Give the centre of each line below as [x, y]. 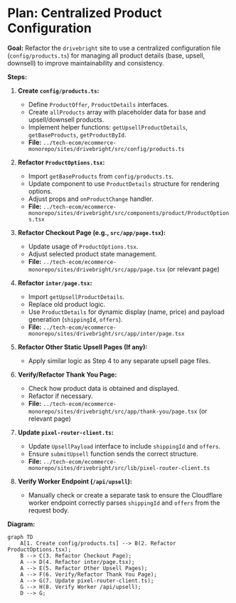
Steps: [17, 77]
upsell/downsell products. [66, 120]
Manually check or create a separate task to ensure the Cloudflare [125, 495]
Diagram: [21, 524]
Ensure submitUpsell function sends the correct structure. [113, 453]
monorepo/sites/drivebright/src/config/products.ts [106, 149]
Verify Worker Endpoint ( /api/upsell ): [75, 481]
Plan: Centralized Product [85, 13]
